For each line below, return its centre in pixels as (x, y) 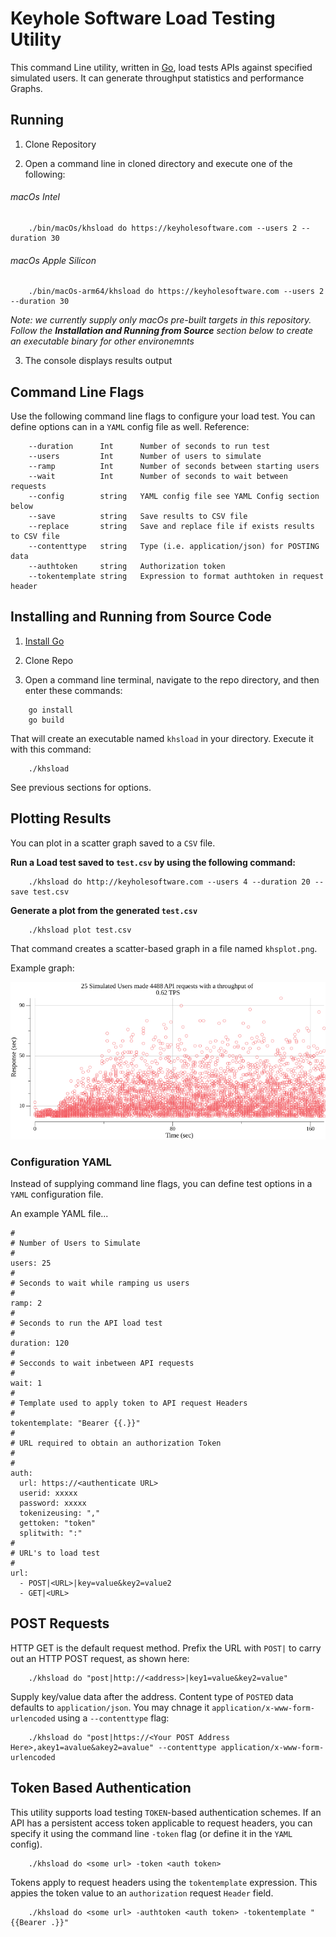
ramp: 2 (26, 1303)
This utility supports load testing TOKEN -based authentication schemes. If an (166, 1812)
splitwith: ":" (51, 1533)
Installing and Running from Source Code (141, 617)
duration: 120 (40, 1343)
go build (46, 720)
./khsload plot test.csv (80, 930)
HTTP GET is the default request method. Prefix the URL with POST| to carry (166, 1648)
